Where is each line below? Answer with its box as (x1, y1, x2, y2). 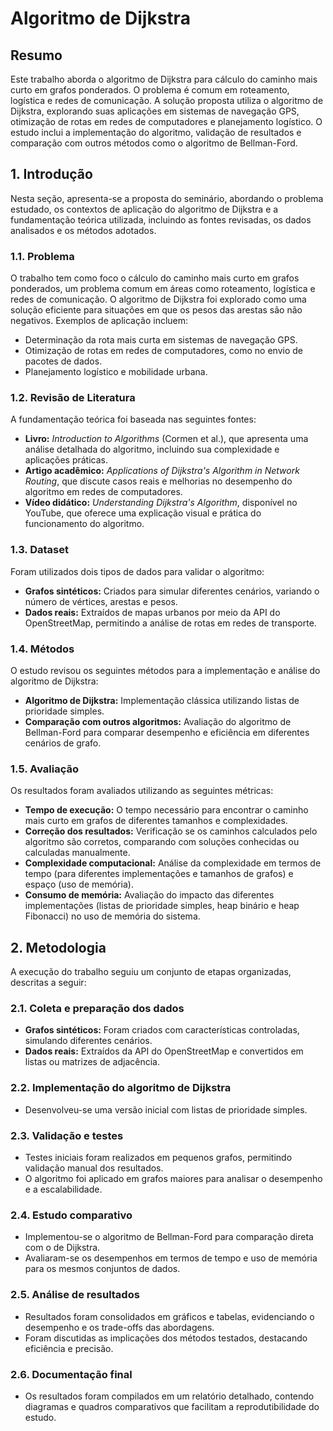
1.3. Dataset (10, 543, 69, 557)
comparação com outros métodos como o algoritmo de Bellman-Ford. (10, 137, 298, 149)
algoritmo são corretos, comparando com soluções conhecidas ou (24, 836, 300, 848)
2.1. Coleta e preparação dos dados (10, 1002, 185, 1016)
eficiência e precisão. (24, 1342, 114, 1354)
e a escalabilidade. (24, 1183, 103, 1195)
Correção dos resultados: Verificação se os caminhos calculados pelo (24, 825, 318, 837)
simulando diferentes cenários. (24, 1035, 153, 1047)
